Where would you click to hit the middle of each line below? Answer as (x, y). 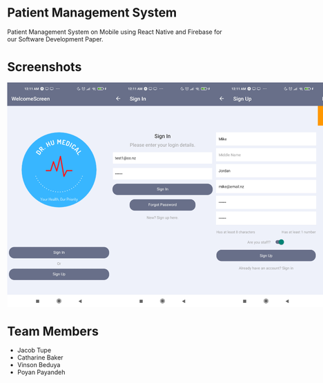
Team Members (53, 331)
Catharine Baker (40, 357)
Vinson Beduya (39, 365)
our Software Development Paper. (55, 39)
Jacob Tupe (34, 351)
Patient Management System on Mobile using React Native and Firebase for (115, 32)
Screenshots (45, 67)
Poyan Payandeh (41, 372)
